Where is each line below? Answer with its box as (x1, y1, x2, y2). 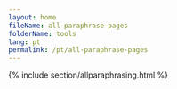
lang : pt (8, 37, 41, 47)
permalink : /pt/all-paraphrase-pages (8, 46, 149, 55)
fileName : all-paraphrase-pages (8, 21, 128, 30)
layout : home (8, 12, 57, 22)
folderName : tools (8, 29, 76, 38)
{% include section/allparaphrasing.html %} (8, 70, 169, 80)
